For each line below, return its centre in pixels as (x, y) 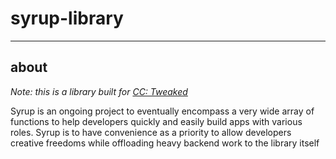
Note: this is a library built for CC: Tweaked (99, 91)
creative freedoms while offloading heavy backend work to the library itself (165, 143)
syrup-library (67, 18)
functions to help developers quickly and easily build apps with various (156, 121)
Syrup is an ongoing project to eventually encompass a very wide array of (162, 111)
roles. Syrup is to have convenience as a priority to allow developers (151, 132)
